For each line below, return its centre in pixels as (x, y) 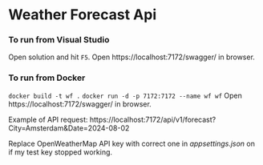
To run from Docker (47, 78)
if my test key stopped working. (61, 152)
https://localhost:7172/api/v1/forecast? (153, 119)
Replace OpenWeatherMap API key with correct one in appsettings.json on (131, 143)
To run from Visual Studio (59, 40)
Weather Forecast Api (83, 15)
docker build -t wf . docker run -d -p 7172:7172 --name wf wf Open (125, 95)
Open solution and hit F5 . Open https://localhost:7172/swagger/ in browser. (131, 57)
